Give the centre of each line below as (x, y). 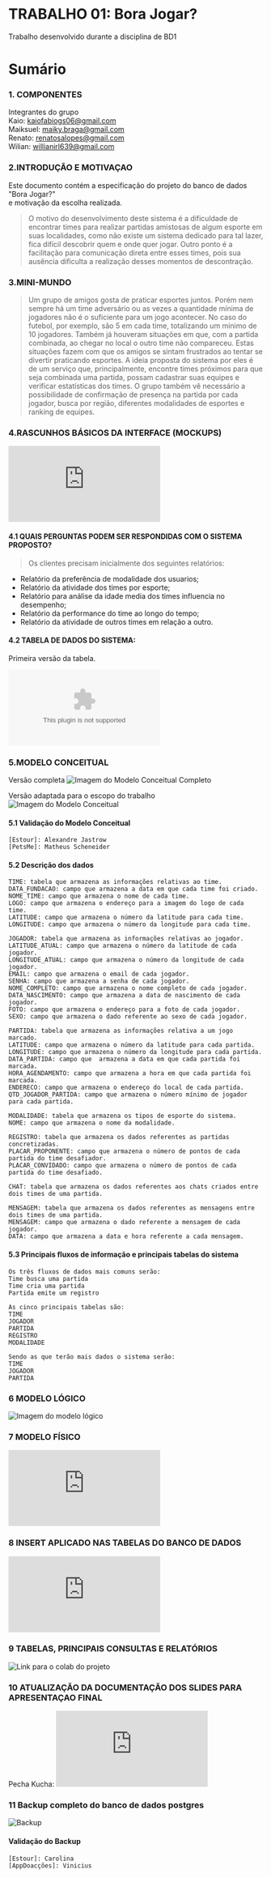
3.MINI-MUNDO (40, 282)
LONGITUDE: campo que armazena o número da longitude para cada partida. (135, 1052)
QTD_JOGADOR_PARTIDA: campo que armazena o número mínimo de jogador (128, 1095)
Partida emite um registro (54, 1293)
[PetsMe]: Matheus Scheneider (59, 847)
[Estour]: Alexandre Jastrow (57, 840)
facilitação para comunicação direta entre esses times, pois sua (134, 253)
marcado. (23, 1038)
